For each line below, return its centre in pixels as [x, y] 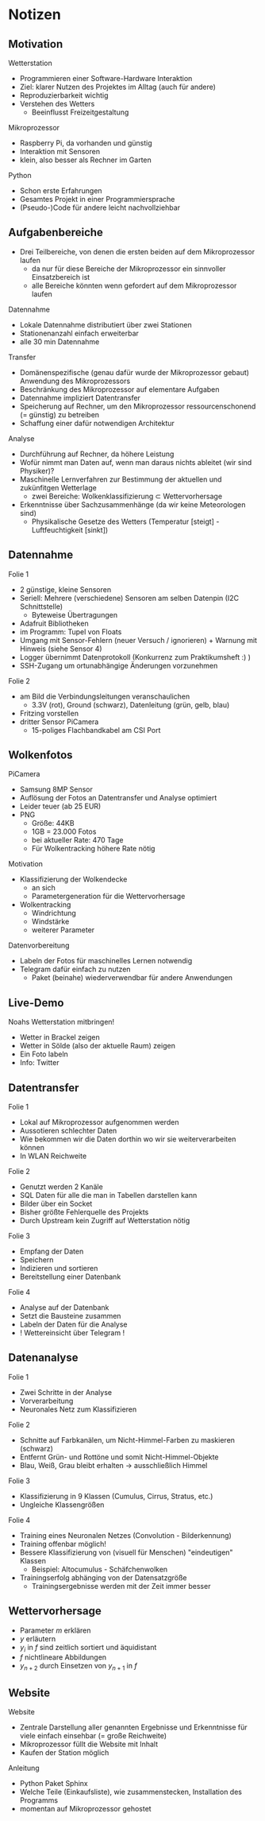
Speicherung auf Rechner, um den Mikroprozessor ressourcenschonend [138, 406]
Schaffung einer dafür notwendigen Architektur [97, 423]
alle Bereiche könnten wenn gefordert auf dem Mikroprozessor [134, 285]
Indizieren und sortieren [59, 1269]
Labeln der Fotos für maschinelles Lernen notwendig [106, 961]
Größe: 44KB [53, 823]
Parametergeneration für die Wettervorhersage [108, 897]
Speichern [36, 1260]
